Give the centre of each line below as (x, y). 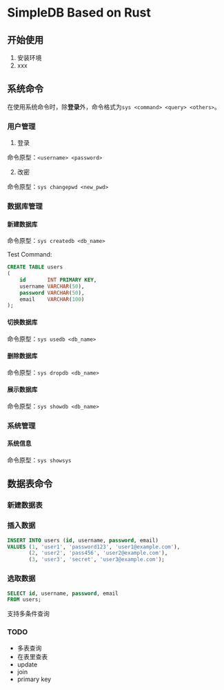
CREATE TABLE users (35, 267)
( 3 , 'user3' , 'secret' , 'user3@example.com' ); (97, 560)
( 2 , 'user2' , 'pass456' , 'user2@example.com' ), (98, 553)
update (27, 664)
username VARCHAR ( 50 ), (52, 286)
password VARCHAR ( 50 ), (52, 293)
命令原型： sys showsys (39, 460)
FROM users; (24, 600)
